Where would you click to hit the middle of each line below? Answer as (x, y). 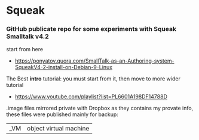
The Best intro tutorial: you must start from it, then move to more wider (93, 79)
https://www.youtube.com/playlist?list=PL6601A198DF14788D (91, 97)
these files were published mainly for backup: (62, 114)
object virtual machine (58, 129)
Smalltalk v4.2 (27, 36)
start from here (25, 49)
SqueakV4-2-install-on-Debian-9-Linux (63, 67)
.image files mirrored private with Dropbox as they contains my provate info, (100, 108)
